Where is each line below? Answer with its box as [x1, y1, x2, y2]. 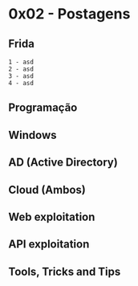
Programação [8, 101, 78, 115]
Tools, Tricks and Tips [8, 264, 121, 278]
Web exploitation [8, 210, 95, 223]
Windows [8, 128, 57, 141]
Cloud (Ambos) [8, 182, 86, 197]
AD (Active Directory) [8, 156, 118, 170]
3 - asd [8, 72, 34, 80]
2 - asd [8, 65, 34, 73]
